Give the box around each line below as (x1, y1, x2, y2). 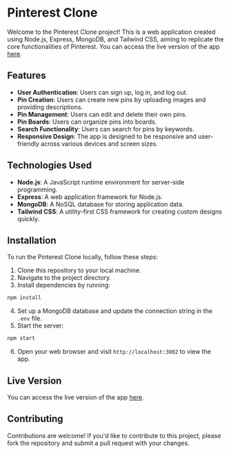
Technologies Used (7, 160, 92, 171)
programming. (17, 185, 58, 193)
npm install (7, 294, 41, 301)
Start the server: (17, 321, 64, 330)
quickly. (17, 214, 40, 223)
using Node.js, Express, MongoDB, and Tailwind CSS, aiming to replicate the (7, 35, 224, 43)
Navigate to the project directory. (17, 274, 112, 282)
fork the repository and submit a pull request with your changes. (7, 439, 190, 447)
